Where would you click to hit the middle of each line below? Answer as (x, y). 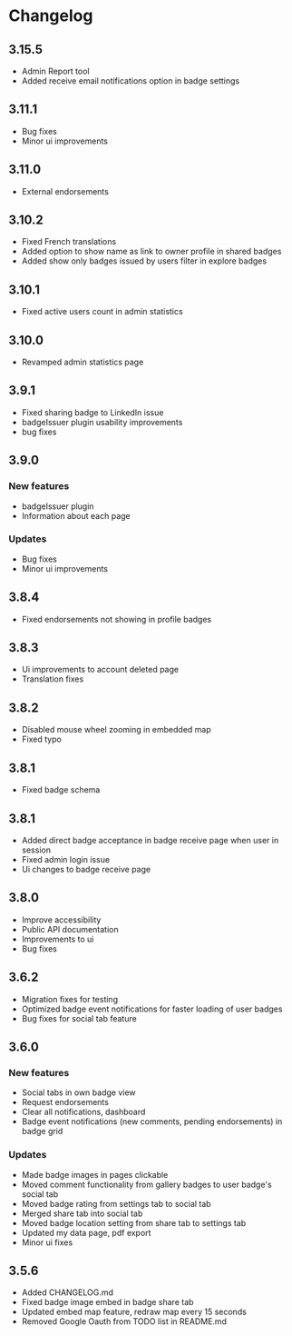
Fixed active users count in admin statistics (102, 312)
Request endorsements (65, 1102)
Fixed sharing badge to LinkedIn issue (92, 412)
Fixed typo (42, 739)
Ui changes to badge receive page (86, 869)
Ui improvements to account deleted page (100, 670)
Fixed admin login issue (66, 859)
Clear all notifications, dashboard (83, 1112)
